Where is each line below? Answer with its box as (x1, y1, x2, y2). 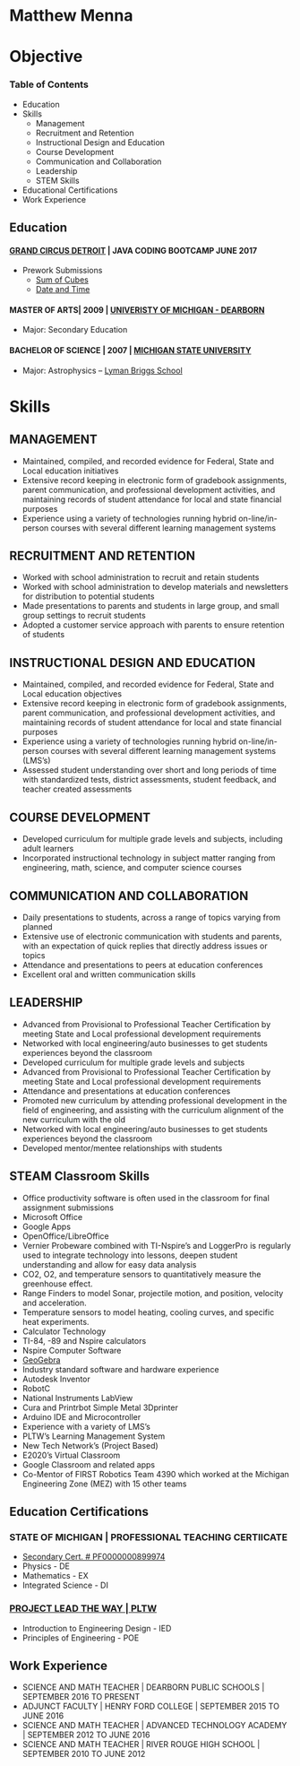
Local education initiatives (21, 465, 119, 476)
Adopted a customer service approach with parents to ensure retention (21, 619, 285, 630)
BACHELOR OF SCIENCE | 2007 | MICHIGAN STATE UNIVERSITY (9, 345, 252, 356)
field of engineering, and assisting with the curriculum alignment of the (21, 1104, 284, 1115)
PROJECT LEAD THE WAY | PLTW (9, 1602, 158, 1615)
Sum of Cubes (35, 274, 90, 285)
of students (21, 629, 65, 640)
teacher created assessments (21, 783, 133, 794)
